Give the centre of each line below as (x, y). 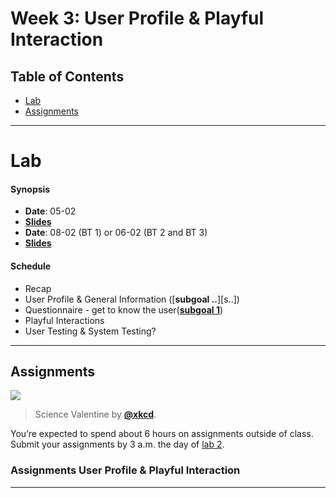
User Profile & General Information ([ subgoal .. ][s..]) (132, 299)
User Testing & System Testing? (90, 331)
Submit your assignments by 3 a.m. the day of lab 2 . (117, 444)
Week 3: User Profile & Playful (137, 18)
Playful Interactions (64, 320)
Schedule (31, 266)
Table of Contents (67, 76)
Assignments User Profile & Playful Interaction (125, 470)
